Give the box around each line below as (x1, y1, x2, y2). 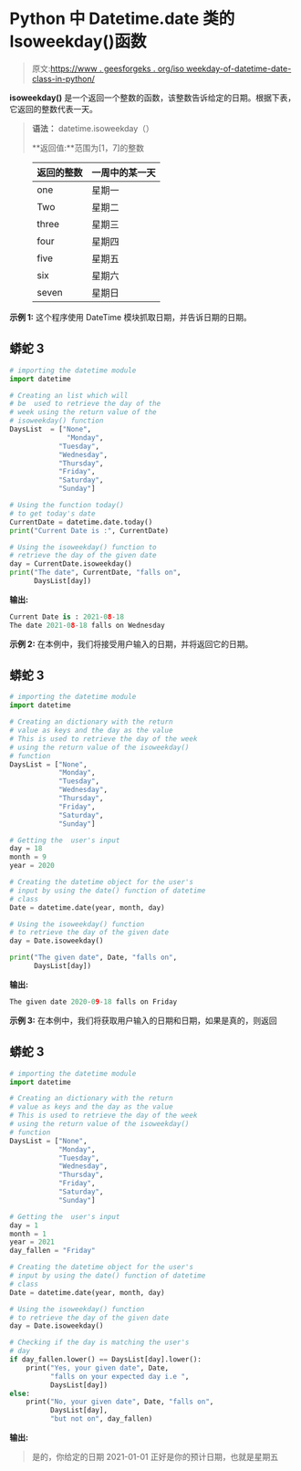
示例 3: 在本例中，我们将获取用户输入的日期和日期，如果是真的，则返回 (9, 1015, 277, 1026)
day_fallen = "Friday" (9, 1247, 96, 1256)
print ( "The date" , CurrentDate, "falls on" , (9, 568, 182, 578)
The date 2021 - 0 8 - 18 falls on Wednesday (9, 621, 166, 630)
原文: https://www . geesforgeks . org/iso (31, 63, 185, 74)
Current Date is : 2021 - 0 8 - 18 (9, 612, 125, 621)
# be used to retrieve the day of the (9, 399, 161, 409)
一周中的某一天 (91, 166, 157, 179)
